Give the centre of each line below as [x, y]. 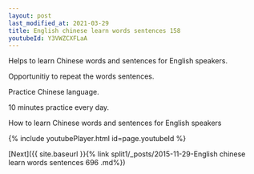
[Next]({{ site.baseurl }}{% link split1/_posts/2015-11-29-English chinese [127, 154]
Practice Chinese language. [54, 92]
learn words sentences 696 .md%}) [67, 163]
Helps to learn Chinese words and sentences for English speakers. [118, 61]
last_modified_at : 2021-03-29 [59, 23]
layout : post [30, 16]
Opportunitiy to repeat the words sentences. [81, 76]
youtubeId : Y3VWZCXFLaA [48, 38]
